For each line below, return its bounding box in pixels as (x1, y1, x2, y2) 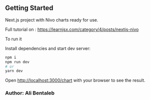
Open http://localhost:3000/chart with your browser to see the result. (5, 77, 146, 83)
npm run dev (5, 59, 30, 64)
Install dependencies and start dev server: (5, 45, 91, 51)
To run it (5, 36, 22, 42)
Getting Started (5, 4, 54, 12)
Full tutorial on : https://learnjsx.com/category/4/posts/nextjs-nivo (5, 26, 139, 32)
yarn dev (5, 69, 23, 74)
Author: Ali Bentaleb (5, 90, 55, 97)
